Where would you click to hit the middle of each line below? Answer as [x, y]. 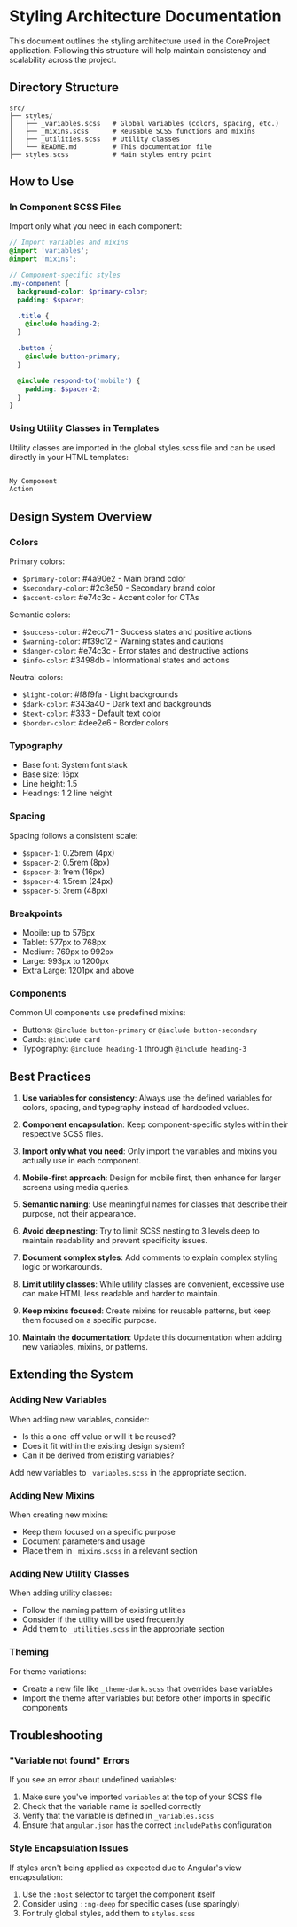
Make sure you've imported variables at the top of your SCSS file [142, 1797]
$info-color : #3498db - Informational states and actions [125, 660]
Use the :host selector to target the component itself [118, 1894]
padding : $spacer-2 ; [63, 389]
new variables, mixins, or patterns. [85, 1347]
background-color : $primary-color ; [83, 291]
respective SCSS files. [63, 1134]
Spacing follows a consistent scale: [74, 835]
